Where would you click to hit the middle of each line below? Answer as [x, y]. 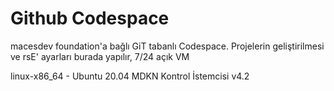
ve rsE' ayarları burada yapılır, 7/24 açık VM [100, 56]
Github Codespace [90, 18]
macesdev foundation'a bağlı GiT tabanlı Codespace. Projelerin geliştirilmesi [167, 46]
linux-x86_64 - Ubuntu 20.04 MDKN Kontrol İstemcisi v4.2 [130, 76]
